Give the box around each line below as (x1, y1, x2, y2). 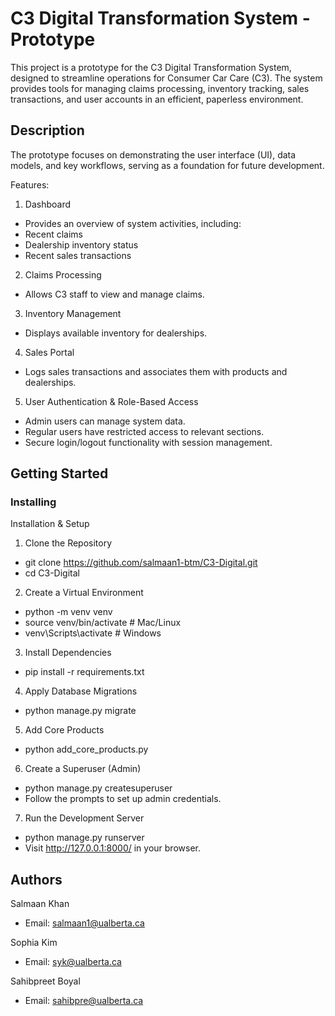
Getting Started (10, 465, 109, 482)
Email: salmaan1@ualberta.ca (24, 917, 145, 929)
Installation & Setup (10, 518, 90, 530)
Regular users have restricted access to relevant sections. (24, 425, 265, 437)
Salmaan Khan (10, 898, 70, 910)
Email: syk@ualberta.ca (24, 956, 122, 968)
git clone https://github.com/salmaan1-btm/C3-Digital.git (24, 557, 258, 569)
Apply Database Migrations (24, 685, 138, 697)
